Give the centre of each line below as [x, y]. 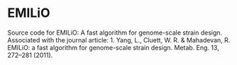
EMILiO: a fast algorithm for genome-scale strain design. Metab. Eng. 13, [114, 47]
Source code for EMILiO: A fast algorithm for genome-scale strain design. [115, 32]
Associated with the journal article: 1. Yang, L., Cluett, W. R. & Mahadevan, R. [119, 40]
